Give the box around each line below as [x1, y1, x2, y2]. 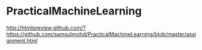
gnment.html [6, 37, 38, 44]
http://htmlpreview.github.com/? [6, 24, 86, 31]
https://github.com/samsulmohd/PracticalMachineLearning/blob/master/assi [6, 30, 197, 37]
